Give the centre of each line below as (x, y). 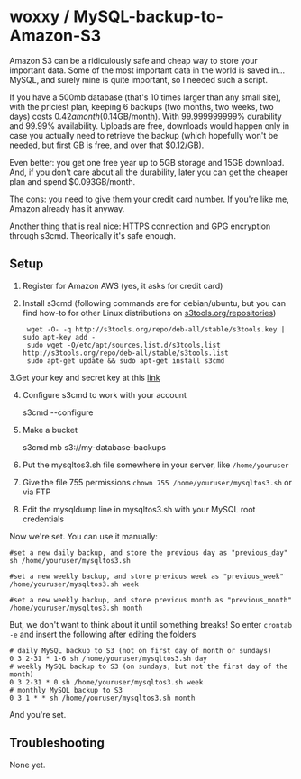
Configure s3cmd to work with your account (105, 394)
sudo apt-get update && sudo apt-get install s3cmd (126, 361)
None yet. (27, 765)
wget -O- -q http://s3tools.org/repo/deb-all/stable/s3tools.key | (156, 329)
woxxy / (40, 17)
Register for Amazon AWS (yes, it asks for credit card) (123, 285)
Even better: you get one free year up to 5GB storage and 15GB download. (147, 162)
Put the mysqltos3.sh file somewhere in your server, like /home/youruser (155, 465)
